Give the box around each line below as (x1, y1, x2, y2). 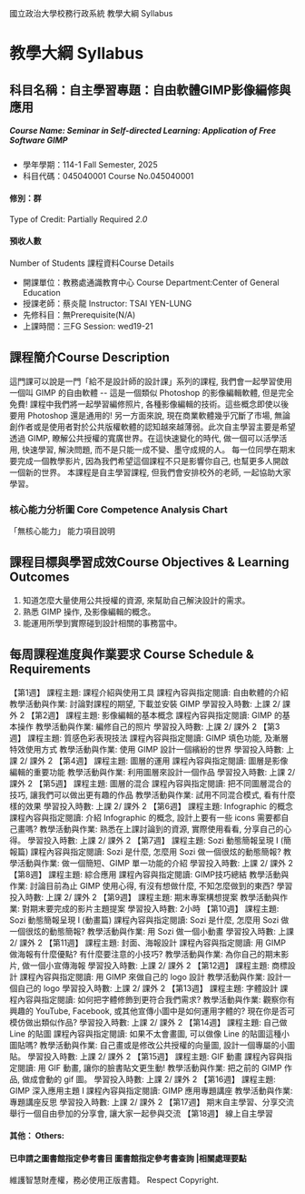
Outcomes (9, 570, 70, 585)
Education (22, 287, 61, 298)
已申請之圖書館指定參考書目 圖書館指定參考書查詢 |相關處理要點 (9, 1152, 247, 1163)
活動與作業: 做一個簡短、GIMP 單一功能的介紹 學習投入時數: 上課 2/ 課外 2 (16, 857, 293, 868)
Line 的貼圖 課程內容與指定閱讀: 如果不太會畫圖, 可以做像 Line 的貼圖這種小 (9, 1027, 290, 1039)
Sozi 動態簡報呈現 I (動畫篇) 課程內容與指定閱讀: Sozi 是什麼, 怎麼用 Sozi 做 (9, 914, 290, 926)
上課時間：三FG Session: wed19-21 (22, 320, 153, 331)
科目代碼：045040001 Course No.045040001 (22, 170, 194, 181)
